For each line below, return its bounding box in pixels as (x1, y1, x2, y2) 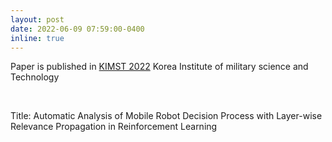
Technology (10, 71, 60, 83)
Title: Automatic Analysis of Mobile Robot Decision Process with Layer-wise (10, 110, 323, 122)
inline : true (10, 33, 65, 43)
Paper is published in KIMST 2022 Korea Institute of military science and (10, 61, 309, 73)
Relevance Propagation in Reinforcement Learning (10, 121, 218, 133)
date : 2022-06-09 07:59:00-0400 (10, 24, 145, 34)
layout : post (10, 14, 65, 25)
